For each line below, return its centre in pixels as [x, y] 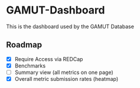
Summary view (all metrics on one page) [64, 72]
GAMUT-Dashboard [56, 10]
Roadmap [24, 45]
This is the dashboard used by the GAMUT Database [70, 26]
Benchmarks [30, 66]
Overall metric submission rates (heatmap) [66, 79]
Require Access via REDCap [49, 59]
